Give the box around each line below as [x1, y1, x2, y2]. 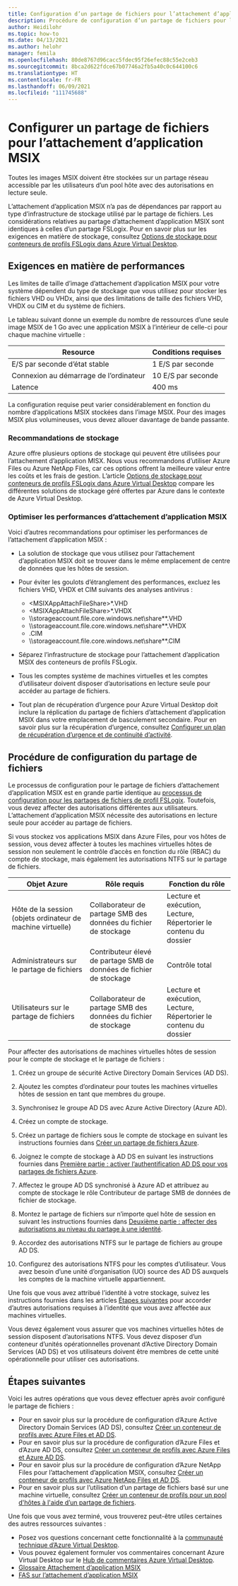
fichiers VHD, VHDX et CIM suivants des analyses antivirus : [18, 586, 194, 594]
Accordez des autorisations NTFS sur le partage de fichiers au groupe [18, 1238, 223, 1247]
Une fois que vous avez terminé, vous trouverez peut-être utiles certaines [8, 1512, 222, 1521]
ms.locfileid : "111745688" [8, 89, 88, 96]
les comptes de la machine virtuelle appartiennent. [18, 1275, 166, 1284]
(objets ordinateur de [11, 913, 82, 923]
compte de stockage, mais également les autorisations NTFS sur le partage [8, 855, 227, 864]
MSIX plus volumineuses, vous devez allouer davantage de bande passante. [8, 415, 230, 423]
